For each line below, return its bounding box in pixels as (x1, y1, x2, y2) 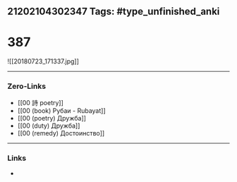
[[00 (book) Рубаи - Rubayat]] (17, 106, 106, 115)
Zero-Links (7, 81, 47, 91)
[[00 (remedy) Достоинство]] (17, 128, 105, 137)
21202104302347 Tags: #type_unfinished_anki (7, 6, 220, 18)
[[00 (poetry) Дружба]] (17, 114, 87, 122)
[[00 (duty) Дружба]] (17, 121, 80, 130)
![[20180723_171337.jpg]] (7, 57, 80, 66)
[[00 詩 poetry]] (17, 98, 63, 107)
